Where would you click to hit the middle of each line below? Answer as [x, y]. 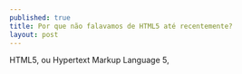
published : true [40, 18]
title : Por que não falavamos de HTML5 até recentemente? [121, 26]
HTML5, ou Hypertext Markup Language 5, [89, 60]
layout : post [34, 34]
